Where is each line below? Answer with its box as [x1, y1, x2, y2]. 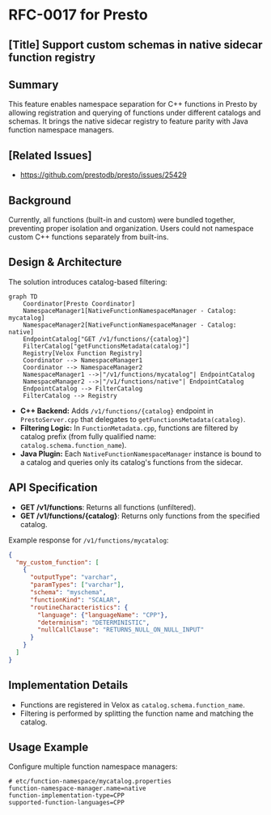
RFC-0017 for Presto [8, 6, 148, 24]
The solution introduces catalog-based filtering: [8, 277, 167, 286]
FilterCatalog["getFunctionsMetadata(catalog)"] [23, 342, 190, 350]
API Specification [8, 481, 99, 495]
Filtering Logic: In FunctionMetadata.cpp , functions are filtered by [19, 423, 239, 433]
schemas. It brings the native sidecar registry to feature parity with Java [8, 116, 248, 126]
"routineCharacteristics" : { [29, 603, 129, 611]
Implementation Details [8, 678, 129, 692]
